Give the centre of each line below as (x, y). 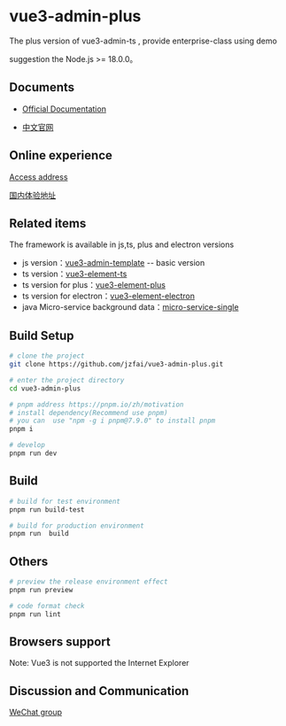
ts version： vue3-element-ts (74, 274)
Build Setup (42, 335)
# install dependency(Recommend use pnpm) (89, 413)
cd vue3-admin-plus (45, 388)
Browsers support (60, 641)
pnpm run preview (41, 590)
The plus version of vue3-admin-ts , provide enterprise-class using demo (143, 41)
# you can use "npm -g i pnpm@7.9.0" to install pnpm (112, 421)
